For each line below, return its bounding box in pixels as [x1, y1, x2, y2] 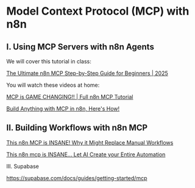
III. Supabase [6, 162, 40, 170]
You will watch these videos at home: [6, 81, 100, 89]
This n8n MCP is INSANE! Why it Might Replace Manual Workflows [6, 139, 174, 146]
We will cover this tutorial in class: [6, 58, 91, 65]
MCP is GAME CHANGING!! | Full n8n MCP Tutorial [6, 93, 133, 100]
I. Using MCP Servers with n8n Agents [6, 42, 154, 52]
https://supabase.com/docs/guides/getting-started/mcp [6, 174, 147, 181]
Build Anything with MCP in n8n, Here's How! [6, 105, 120, 112]
